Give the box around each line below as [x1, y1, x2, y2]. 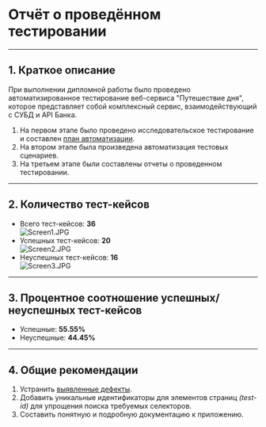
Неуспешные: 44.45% [19, 333, 96, 342]
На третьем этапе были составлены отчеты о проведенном [19, 158, 222, 168]
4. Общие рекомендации [8, 363, 139, 377]
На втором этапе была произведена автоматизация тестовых [19, 142, 229, 151]
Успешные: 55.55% [19, 325, 85, 334]
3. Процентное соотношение [8, 291, 159, 304]
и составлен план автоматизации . [19, 133, 135, 143]
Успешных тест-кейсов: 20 [19, 235, 111, 245]
